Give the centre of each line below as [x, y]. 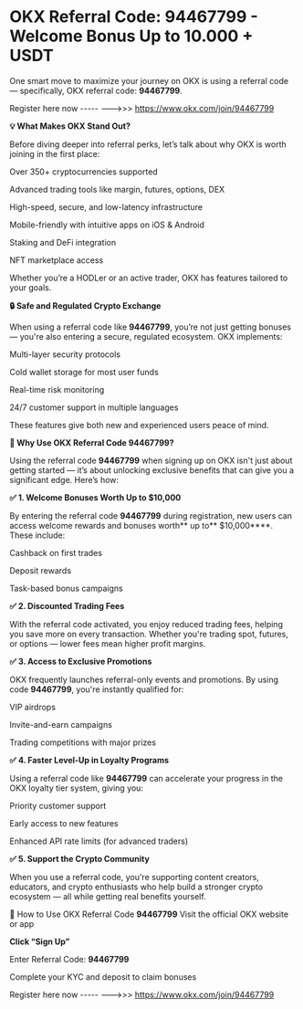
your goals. [31, 287]
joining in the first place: [55, 153]
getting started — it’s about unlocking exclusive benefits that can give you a [152, 470]
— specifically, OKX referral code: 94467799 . [96, 90]
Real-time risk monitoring [57, 389]
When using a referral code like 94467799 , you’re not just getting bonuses [151, 327]
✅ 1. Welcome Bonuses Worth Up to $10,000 [95, 497]
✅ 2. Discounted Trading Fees [67, 605]
